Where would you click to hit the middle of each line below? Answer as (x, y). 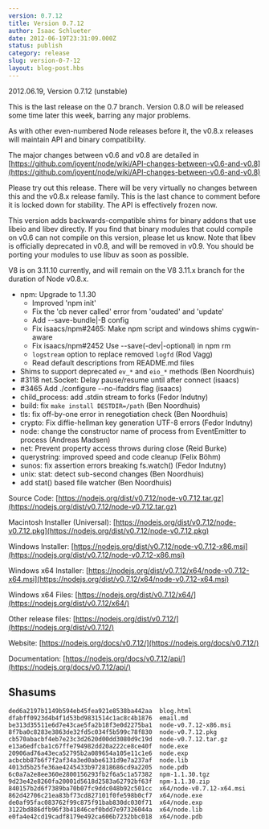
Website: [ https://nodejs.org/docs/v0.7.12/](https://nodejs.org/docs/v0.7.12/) (134, 643)
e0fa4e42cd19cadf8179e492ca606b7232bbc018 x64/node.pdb (106, 817)
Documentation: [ (37, 658)
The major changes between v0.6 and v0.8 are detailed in (104, 155)
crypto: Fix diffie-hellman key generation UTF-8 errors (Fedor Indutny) (137, 423)
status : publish (35, 46)
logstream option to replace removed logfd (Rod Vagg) (122, 354)
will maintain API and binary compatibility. (77, 139)
